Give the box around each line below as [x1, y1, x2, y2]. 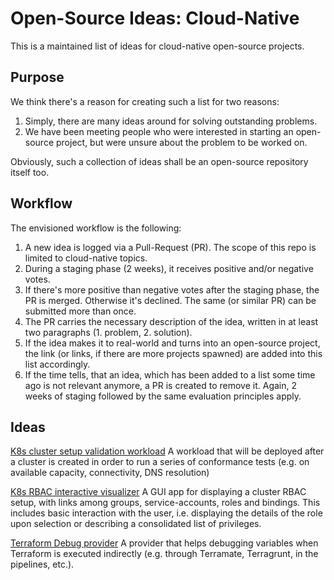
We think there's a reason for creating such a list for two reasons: [10, 95, 280, 107]
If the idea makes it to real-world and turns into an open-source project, [24, 337, 321, 349]
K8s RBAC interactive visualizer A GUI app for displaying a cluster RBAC [10, 486, 307, 498]
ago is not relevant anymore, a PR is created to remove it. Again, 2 [24, 379, 298, 391]
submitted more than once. [24, 305, 137, 317]
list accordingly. [24, 358, 91, 370]
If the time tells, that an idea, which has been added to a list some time [24, 368, 316, 381]
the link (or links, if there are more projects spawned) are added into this [24, 347, 323, 359]
